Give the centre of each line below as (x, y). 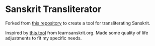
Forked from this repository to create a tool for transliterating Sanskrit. (78, 23)
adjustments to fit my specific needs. (44, 38)
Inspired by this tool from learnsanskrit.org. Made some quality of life (77, 32)
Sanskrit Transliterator (53, 9)
